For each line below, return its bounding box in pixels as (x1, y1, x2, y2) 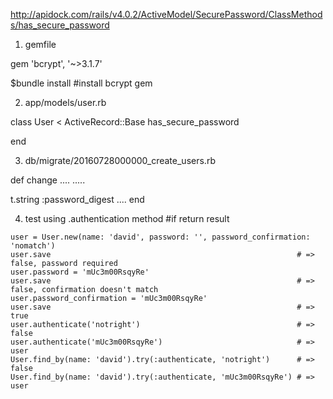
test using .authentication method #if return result (24, 213, 230, 224)
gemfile (24, 39, 57, 50)
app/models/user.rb (24, 97, 107, 108)
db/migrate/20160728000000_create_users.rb (24, 155, 216, 166)
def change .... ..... (10, 174, 86, 186)
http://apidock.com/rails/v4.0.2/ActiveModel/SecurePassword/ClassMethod (10, 9, 323, 20)
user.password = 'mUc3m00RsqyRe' (10, 267, 150, 277)
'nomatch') (10, 241, 56, 251)
